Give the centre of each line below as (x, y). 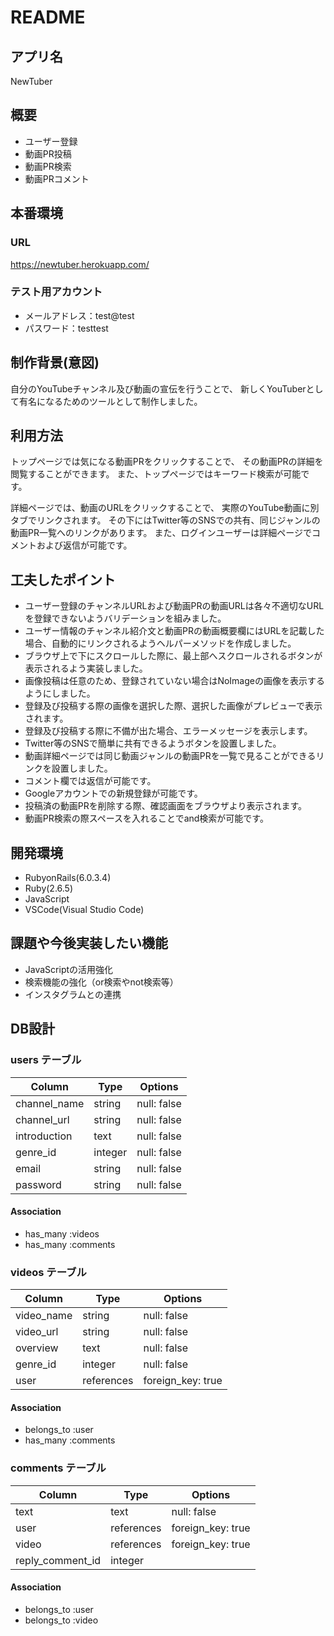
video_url (37, 1332)
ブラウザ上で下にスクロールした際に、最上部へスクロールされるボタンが (173, 656)
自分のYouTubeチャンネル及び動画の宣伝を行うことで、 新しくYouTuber (158, 388)
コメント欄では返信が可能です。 (90, 781)
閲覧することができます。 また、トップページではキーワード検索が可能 (156, 474)
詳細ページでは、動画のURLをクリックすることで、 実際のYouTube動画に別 (165, 508)
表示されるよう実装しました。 (86, 668)
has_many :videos (62, 1233)
